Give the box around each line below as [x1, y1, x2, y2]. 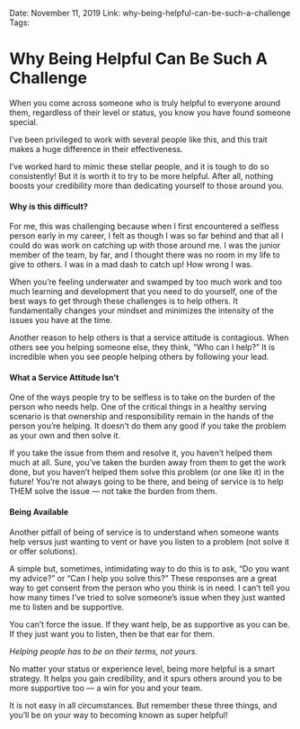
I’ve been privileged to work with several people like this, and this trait [9, 134, 268, 145]
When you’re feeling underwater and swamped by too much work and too [9, 276, 283, 287]
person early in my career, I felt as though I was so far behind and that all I [9, 230, 284, 241]
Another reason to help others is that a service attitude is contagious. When [9, 332, 289, 343]
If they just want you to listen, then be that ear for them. [9, 628, 216, 639]
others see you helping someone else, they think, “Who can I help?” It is [9, 342, 276, 353]
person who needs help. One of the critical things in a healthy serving [9, 401, 268, 412]
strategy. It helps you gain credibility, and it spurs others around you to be [9, 672, 283, 683]
